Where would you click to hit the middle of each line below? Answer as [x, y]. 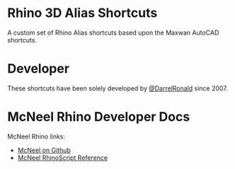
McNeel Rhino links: [36, 136]
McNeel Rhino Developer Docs [99, 117]
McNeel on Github [44, 150]
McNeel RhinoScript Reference [63, 158]
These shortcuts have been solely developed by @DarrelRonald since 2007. [117, 88]
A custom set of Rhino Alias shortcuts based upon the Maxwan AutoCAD [113, 33]
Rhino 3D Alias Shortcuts [82, 13]
